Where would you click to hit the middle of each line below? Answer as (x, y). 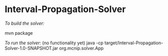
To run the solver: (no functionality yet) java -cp (54, 43)
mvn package (19, 33)
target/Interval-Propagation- (134, 43)
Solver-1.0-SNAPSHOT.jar (31, 48)
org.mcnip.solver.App (81, 48)
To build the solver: (25, 23)
